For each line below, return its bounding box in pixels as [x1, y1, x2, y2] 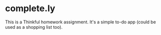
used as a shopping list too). [5, 24, 63, 30]
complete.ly [5, 3, 55, 14]
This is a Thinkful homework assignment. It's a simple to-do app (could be [5, 19, 157, 25]
